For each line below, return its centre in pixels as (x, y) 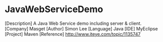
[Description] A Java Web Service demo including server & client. (73, 23)
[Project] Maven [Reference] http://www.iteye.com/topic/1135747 (73, 34)
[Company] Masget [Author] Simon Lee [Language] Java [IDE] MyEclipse (81, 28)
